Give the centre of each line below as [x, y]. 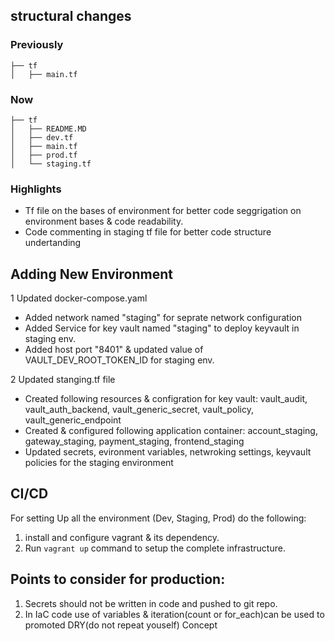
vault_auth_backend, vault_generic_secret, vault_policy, [139, 410]
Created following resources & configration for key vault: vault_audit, [166, 399]
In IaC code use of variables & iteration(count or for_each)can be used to [174, 614]
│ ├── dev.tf [42, 137]
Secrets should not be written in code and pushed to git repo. [151, 603]
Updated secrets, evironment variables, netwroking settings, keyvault [168, 452]
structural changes [71, 16]
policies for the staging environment [99, 463]
